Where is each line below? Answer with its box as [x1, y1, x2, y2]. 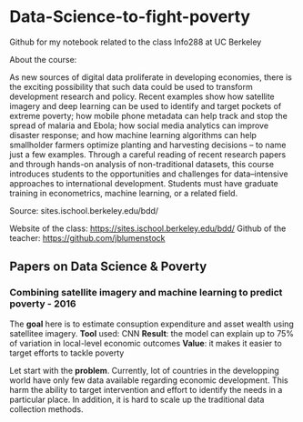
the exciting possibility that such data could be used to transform [9, 81, 253, 92]
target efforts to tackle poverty [9, 347, 125, 358]
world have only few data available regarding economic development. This [9, 375, 288, 386]
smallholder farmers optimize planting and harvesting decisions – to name [9, 139, 287, 150]
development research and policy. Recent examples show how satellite [9, 91, 275, 102]
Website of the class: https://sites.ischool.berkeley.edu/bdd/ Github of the [9, 223, 287, 234]
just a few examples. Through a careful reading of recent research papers [9, 148, 287, 160]
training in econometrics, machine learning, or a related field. [9, 187, 238, 198]
